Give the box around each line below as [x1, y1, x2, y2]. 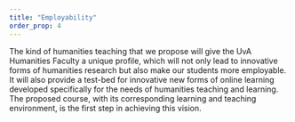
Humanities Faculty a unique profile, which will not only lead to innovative [9, 55, 278, 66]
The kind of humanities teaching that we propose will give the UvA [9, 45, 251, 56]
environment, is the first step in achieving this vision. [9, 102, 202, 113]
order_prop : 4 [9, 21, 62, 30]
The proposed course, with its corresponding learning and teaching [9, 93, 257, 103]
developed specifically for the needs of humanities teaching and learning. [9, 84, 279, 94]
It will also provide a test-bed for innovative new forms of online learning [9, 74, 275, 85]
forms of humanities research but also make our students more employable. [9, 64, 287, 76]
